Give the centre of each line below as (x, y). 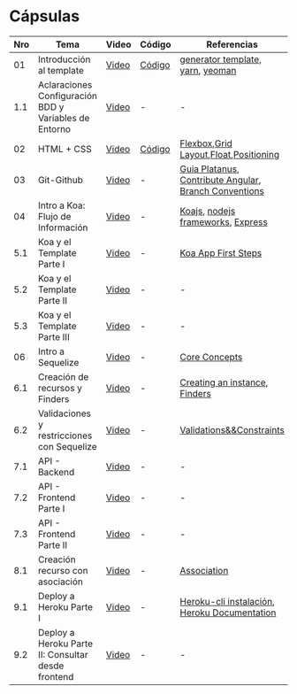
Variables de (64, 118)
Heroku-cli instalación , (228, 601)
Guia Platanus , (210, 168)
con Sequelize (68, 446)
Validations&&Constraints (232, 429)
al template (61, 70)
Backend (57, 472)
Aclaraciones (65, 84)
